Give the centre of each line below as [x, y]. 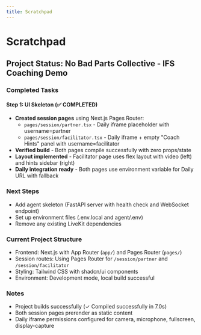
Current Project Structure [44, 239]
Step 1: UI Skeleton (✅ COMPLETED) [52, 104]
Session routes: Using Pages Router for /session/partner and [91, 259]
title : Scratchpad [29, 12]
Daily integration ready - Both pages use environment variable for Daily [104, 170]
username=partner [47, 131]
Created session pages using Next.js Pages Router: [79, 118]
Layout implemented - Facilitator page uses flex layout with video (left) [104, 156]
